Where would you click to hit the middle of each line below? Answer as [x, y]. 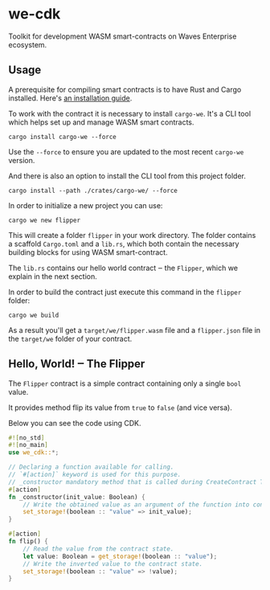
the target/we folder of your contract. [70, 338]
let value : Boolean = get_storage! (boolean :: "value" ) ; [120, 556]
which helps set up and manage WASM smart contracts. [101, 122]
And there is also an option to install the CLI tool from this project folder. [127, 176]
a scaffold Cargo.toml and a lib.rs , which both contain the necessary [124, 244]
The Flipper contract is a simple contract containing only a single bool [125, 383]
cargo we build [34, 315]
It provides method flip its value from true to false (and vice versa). [121, 408]
